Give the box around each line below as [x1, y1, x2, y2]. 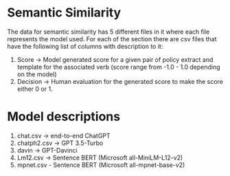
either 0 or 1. [16, 85, 53, 93]
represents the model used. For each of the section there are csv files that [7, 34, 218, 43]
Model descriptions [7, 109, 121, 124]
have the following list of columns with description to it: [7, 42, 163, 50]
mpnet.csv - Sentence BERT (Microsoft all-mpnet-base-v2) [16, 160, 185, 169]
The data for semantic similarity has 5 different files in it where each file [7, 27, 210, 36]
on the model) [16, 70, 57, 78]
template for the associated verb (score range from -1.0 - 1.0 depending [16, 63, 221, 71]
